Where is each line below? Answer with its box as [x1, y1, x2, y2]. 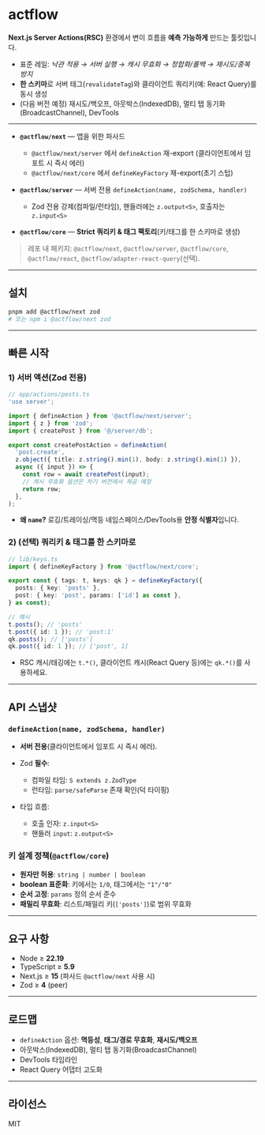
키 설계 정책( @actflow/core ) [8, 850, 110, 861]
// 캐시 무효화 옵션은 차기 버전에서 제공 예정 [22, 477, 151, 485]
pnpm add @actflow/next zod [8, 307, 101, 315]
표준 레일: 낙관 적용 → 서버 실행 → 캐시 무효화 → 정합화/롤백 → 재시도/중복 [19, 59, 251, 69]
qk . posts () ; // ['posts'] [8, 635, 93, 643]
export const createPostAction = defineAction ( [8, 441, 168, 449]
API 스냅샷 [8, 700, 58, 714]
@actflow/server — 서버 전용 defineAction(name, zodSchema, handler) [19, 184, 248, 194]
